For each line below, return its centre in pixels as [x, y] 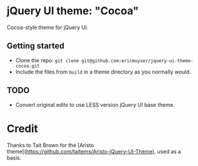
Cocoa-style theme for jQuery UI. [48, 27]
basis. [14, 158]
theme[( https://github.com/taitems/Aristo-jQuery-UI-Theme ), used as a [94, 151]
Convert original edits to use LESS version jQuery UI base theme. [95, 104]
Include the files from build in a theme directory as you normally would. [103, 72]
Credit [22, 128]
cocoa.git [28, 66]
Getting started [36, 46]
